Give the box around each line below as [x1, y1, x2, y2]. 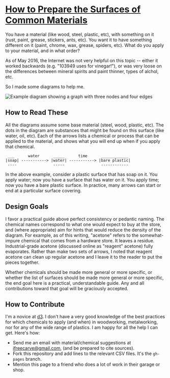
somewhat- [139, 232, 164, 238]
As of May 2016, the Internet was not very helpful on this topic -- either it [5, 57, 158, 63]
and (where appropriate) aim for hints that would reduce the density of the [5, 226, 161, 233]
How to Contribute [5, 300, 65, 309]
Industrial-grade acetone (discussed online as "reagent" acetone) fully [5, 243, 154, 249]
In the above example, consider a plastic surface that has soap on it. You [5, 171, 158, 177]
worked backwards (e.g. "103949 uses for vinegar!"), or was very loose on [5, 63, 162, 69]
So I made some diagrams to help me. [5, 83, 85, 90]
